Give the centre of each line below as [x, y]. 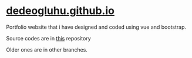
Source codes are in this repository [48, 38]
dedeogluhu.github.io [60, 11]
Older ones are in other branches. [47, 50]
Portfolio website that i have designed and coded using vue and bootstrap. [96, 27]
